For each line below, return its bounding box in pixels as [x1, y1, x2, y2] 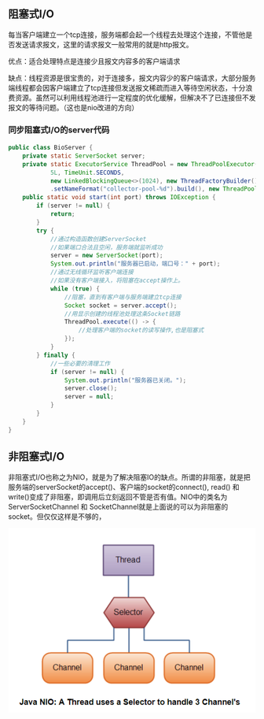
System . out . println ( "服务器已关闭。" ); [64, 376, 187, 384]
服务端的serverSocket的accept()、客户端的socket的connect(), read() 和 [8, 482, 240, 491]
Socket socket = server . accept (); [64, 302, 178, 309]
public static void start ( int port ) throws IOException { [22, 194, 216, 202]
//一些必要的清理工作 [49, 359, 111, 368]
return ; [49, 210, 76, 218]
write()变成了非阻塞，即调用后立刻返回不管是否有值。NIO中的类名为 [8, 491, 228, 502]
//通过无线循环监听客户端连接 [49, 269, 134, 276]
